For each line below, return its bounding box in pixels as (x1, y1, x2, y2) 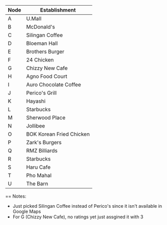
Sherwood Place (26, 114, 66, 121)
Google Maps (12, 208, 41, 214)
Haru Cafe (26, 164, 51, 171)
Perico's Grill (26, 89, 57, 96)
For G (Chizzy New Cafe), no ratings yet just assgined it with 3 (12, 214, 144, 220)
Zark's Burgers (26, 139, 62, 146)
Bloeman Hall (26, 40, 58, 47)
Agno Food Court (26, 73, 68, 80)
